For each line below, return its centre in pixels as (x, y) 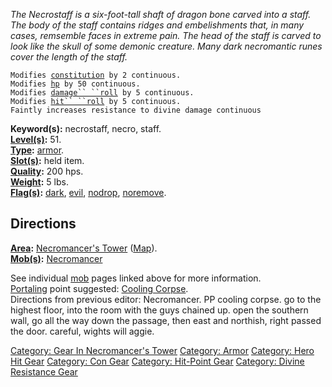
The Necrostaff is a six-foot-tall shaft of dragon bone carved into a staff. (161, 14)
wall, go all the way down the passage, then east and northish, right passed (166, 320)
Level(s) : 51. (36, 139)
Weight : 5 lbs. (39, 182)
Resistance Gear (44, 371)
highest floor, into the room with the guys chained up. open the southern (159, 310)
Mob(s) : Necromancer (56, 258)
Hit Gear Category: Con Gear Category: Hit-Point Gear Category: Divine (157, 361)
